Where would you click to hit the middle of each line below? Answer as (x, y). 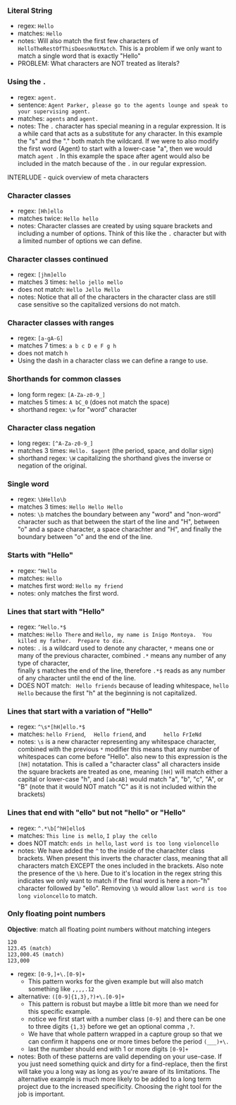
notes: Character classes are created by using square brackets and (115, 225)
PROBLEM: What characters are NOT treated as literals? (98, 64)
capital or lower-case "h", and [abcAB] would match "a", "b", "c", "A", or (120, 779)
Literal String (30, 11)
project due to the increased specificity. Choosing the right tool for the (119, 1086)
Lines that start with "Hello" (56, 611)
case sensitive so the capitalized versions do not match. (99, 305)
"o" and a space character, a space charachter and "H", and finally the (119, 529)
